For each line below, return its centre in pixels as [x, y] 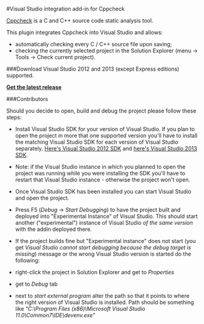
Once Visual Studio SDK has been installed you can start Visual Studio [103, 192]
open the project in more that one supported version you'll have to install [106, 136]
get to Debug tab [36, 284]
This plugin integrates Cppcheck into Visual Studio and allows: [85, 32]
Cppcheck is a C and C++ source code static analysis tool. [80, 20]
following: [27, 260]
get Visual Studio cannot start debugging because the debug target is [103, 247]
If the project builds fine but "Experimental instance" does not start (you [105, 241]
